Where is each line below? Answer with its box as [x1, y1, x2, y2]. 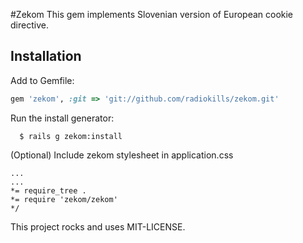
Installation [10, 48, 82, 65]
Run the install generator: [10, 112, 115, 124]
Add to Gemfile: [10, 74, 75, 86]
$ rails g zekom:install [19, 131, 123, 141]
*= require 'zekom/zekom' [10, 194, 118, 204]
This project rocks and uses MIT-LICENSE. [10, 220, 186, 233]
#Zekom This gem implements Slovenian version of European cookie [10, 9, 294, 20]
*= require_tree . [10, 185, 87, 196]
